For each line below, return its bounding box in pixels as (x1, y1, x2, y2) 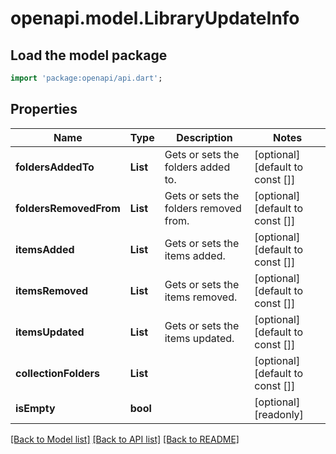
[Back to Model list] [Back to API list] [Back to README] (10, 433, 240, 445)
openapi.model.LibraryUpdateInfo (10, 7, 300, 30)
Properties (10, 101, 78, 118)
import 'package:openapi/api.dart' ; (10, 73, 163, 83)
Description (176, 130, 233, 144)
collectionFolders (15, 366, 100, 380)
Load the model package (10, 47, 168, 64)
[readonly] (254, 407, 304, 421)
